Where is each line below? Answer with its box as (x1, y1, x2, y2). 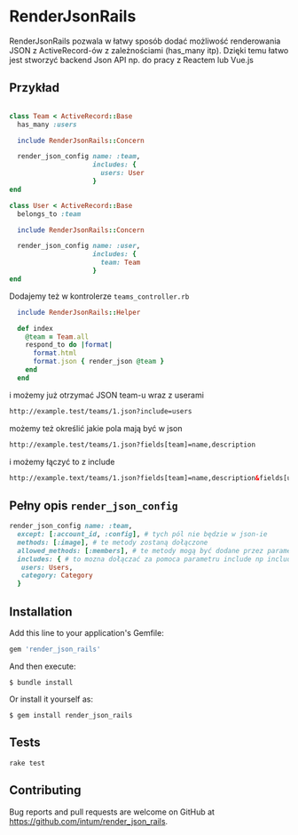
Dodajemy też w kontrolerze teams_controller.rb (9, 291, 190, 301)
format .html (32, 349, 77, 357)
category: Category (20, 571, 93, 580)
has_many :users (17, 120, 77, 129)
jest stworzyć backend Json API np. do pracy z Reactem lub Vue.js (9, 54, 255, 65)
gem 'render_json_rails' (9, 645, 101, 654)
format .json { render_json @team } (32, 357, 165, 366)
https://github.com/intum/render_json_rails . (9, 815, 169, 826)
